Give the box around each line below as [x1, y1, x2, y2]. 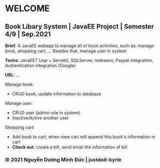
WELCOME [5, 3, 50, 14]
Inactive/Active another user [12, 115, 69, 121]
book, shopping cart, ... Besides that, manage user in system [5, 48, 127, 54]
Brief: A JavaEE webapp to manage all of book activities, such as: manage [5, 43, 154, 49]
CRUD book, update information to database [12, 91, 101, 96]
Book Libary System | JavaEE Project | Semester [5, 22, 154, 31]
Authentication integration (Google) [5, 63, 76, 68]
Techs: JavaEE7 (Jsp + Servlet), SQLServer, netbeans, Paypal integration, [5, 57, 153, 63]
